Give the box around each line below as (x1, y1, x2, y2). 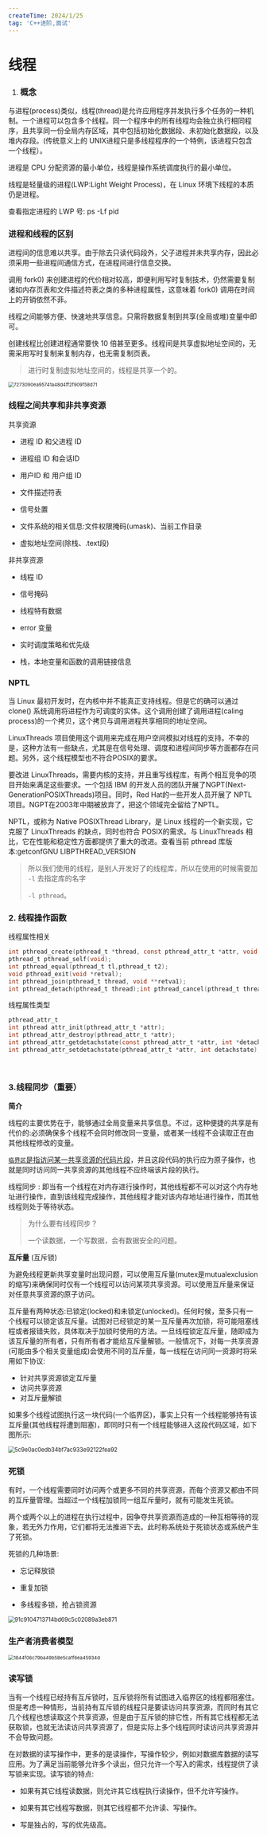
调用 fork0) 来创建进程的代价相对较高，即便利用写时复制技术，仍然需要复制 (8, 275, 256, 285)
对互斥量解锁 (19, 1393, 62, 1403)
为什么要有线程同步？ (27, 1219, 98, 1228)
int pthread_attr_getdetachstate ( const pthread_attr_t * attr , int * (8, 1038, 240, 1046)
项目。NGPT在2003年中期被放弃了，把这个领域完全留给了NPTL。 (8, 799, 224, 809)
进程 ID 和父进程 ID (19, 436, 82, 446)
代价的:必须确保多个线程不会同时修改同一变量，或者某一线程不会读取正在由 (8, 1128, 254, 1138)
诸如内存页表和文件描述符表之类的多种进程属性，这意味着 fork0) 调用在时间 (8, 285, 256, 295)
